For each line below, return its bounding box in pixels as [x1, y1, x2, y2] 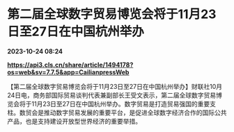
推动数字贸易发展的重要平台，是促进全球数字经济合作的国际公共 [43, 108, 227, 117]
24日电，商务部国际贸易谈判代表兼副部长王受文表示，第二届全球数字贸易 [7, 91, 217, 99]
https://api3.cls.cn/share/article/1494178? [7, 60, 134, 69]
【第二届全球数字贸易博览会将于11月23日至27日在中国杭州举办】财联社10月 [7, 82, 223, 90]
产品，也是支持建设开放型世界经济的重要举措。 [7, 117, 141, 125]
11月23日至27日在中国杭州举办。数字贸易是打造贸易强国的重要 [31, 99, 210, 108]
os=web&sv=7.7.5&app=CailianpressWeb [7, 67, 130, 76]
